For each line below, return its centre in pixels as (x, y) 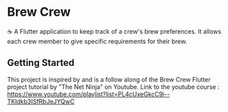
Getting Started (41, 63)
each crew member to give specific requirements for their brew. (97, 41)
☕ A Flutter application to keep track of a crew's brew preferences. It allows (114, 31)
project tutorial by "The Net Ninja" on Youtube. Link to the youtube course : (113, 87)
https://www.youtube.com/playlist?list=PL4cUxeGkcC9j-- (89, 94)
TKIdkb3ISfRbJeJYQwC (41, 101)
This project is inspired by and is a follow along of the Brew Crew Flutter (109, 79)
